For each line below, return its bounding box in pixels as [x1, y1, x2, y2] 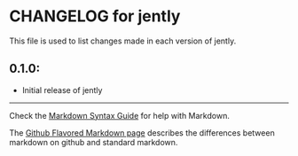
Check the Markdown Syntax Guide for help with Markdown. [9, 110, 231, 121]
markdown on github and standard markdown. [9, 136, 178, 147]
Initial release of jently [21, 84, 103, 95]
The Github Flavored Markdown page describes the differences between [9, 127, 275, 138]
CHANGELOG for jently [9, 6, 181, 27]
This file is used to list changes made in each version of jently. [9, 35, 237, 46]
